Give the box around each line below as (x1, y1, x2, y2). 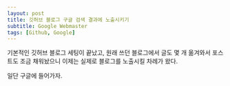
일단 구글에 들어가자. (7, 72, 63, 80)
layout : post (7, 10, 45, 17)
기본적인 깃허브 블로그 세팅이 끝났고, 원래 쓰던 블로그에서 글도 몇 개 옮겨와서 (7, 48, 211, 57)
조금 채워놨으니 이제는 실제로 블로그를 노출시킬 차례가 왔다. (19, 57, 178, 66)
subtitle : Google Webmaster (7, 23, 88, 29)
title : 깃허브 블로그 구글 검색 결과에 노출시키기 (7, 16, 129, 23)
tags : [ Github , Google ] (7, 29, 76, 36)
